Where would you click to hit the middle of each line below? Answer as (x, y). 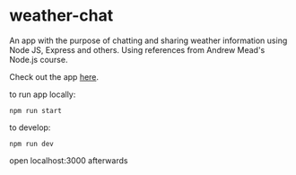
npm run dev (31, 144)
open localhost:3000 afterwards (69, 160)
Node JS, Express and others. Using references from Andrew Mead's (137, 49)
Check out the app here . (54, 76)
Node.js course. (39, 59)
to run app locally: (43, 94)
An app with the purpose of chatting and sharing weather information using (148, 40)
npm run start (36, 110)
